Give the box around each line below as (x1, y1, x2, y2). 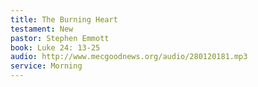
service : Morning (10, 61, 83, 71)
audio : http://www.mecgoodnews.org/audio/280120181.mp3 (10, 52, 248, 62)
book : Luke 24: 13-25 (10, 42, 101, 53)
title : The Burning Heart (10, 14, 118, 25)
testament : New (10, 24, 74, 34)
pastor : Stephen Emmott (10, 33, 110, 43)
